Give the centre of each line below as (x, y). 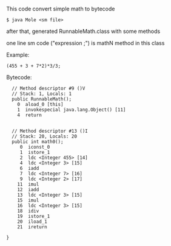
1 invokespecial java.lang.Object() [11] (72, 110)
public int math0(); (38, 142)
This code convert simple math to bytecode (61, 9)
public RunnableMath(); (42, 99)
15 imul (28, 200)
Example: (18, 55)
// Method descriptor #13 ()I (50, 131)
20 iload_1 (32, 222)
